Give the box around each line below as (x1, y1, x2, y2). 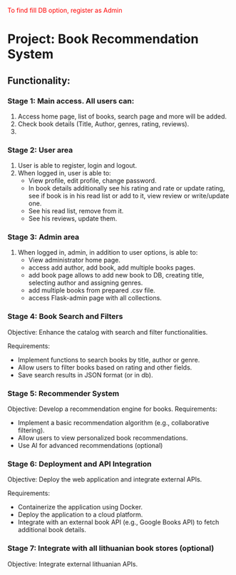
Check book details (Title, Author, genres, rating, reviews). (17, 119, 190, 128)
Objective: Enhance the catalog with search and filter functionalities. (7, 327, 208, 336)
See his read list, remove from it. (28, 207, 124, 215)
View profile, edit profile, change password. (28, 176, 157, 185)
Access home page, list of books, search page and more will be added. (17, 112, 227, 121)
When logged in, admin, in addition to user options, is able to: (17, 248, 198, 257)
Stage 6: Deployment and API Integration (7, 459, 152, 469)
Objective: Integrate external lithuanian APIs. (7, 559, 138, 568)
